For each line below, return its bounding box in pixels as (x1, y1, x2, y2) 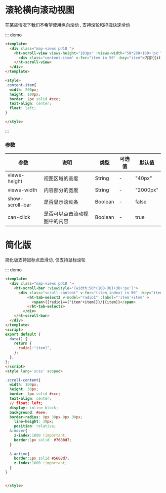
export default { (5, 332, 41, 337)
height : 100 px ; (9, 92, 41, 97)
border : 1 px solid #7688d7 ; (14, 437, 72, 442)
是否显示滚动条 (43, 199, 79, 206)
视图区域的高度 (43, 175, 79, 182)
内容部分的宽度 (43, 187, 79, 194)
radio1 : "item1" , (18, 346, 52, 351)
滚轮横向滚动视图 (5, 4, 75, 16)
